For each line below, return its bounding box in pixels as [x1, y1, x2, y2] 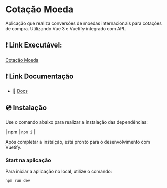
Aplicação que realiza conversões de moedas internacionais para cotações [5, 20, 162, 26]
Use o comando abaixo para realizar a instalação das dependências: [5, 119, 148, 125]
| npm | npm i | [5, 129, 35, 135]
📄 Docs [12, 88, 28, 94]
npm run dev [5, 178, 30, 183]
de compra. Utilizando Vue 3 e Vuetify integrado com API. [5, 25, 126, 31]
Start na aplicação [5, 157, 51, 164]
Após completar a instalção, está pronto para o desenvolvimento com [5, 139, 150, 145]
